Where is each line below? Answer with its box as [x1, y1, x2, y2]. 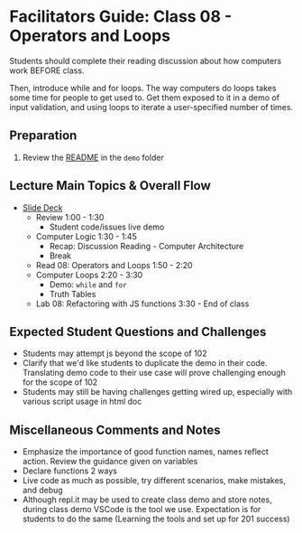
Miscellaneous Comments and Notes [9, 422, 221, 437]
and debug [22, 485, 63, 496]
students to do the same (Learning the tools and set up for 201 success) [22, 513, 290, 525]
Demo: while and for [49, 278, 128, 290]
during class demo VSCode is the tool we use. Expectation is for [22, 504, 261, 515]
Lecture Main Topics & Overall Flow [9, 178, 212, 193]
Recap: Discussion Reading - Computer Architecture [49, 240, 244, 251]
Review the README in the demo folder [22, 152, 164, 163]
